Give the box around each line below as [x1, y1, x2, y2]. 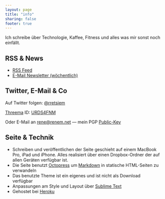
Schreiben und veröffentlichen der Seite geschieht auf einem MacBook [12, 146, 157, 152]
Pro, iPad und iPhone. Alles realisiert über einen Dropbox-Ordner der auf [12, 152, 160, 158]
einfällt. [5, 40, 21, 46]
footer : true [5, 21, 32, 26]
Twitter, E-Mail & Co [5, 87, 68, 95]
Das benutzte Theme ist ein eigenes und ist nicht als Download [12, 172, 141, 178]
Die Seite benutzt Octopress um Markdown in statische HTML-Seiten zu [12, 162, 159, 168]
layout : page [5, 7, 32, 12]
